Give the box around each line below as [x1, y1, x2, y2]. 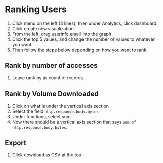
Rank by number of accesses [5, 61, 98, 70]
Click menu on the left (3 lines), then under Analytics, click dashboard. [12, 20, 158, 26]
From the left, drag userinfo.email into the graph [12, 31, 112, 37]
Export [5, 138, 26, 147]
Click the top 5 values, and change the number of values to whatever [12, 36, 155, 42]
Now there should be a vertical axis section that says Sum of [12, 119, 137, 125]
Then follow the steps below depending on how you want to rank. [12, 47, 148, 53]
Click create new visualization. [12, 25, 75, 31]
